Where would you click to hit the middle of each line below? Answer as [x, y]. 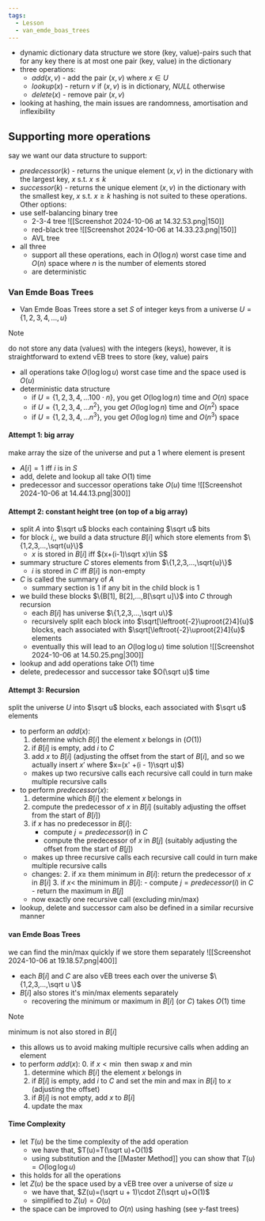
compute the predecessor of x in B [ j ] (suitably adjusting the [140, 840]
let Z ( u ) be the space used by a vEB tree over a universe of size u [126, 1183]
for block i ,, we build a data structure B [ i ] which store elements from [131, 537]
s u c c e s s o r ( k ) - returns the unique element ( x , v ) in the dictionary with [133, 188]
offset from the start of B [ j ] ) [88, 849]
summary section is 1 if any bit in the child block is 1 [115, 588]
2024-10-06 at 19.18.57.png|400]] [63, 960]
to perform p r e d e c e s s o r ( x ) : [64, 790]
